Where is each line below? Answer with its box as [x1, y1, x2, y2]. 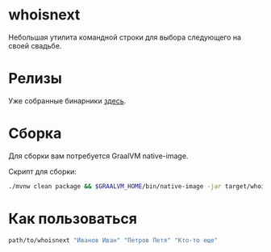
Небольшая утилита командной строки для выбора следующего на [8, 32, 242, 42]
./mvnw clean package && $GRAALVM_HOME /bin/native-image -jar [8, 182, 222, 191]
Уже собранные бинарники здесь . [8, 95, 127, 106]
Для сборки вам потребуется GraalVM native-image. [8, 151, 189, 161]
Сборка [8, 124, 62, 143]
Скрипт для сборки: [8, 166, 77, 176]
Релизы [8, 69, 63, 88]
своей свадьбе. [8, 40, 62, 50]
